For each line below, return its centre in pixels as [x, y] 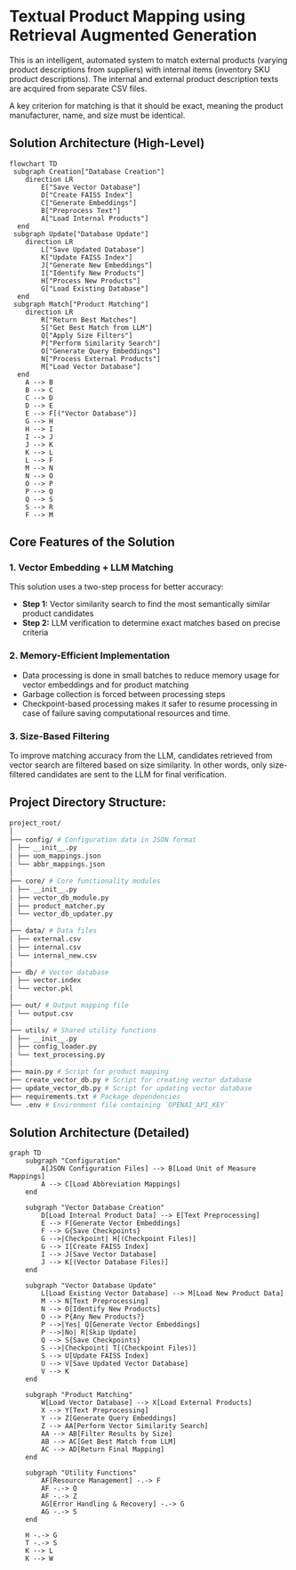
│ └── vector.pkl [41, 989]
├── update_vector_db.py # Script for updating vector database [131, 1088]
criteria [35, 633]
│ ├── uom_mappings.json [55, 856]
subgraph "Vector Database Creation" [95, 1208]
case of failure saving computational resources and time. [126, 713]
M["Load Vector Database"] [91, 366]
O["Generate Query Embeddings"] [101, 351]
